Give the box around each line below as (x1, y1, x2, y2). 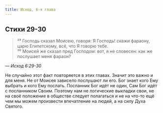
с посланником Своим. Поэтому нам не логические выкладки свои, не (5, 88, 154, 94)
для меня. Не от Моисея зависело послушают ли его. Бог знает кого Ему (5, 77, 158, 83)
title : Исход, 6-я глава (5, 7, 56, 12)
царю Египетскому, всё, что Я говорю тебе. (17, 43, 109, 49)
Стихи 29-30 (5, 25, 47, 34)
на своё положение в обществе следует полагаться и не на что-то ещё (5, 93, 155, 99)
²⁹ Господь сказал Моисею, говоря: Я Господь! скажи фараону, (17, 38, 150, 44)
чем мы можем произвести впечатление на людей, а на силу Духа (5, 98, 146, 104)
